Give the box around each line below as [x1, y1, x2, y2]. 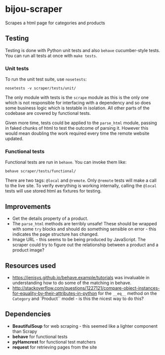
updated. [5, 136, 24, 142]
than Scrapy [12, 328, 38, 334]
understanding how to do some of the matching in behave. [12, 280, 132, 286]
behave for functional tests [12, 333, 68, 340]
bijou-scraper [5, 3, 63, 15]
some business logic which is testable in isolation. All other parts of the [5, 105, 150, 111]
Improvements [5, 202, 51, 211]
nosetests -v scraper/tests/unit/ [5, 86, 77, 91]
